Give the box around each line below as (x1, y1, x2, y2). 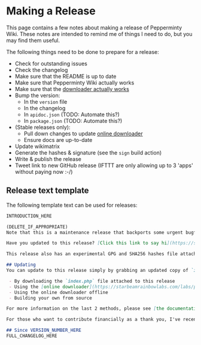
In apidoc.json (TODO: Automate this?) (23, 111, 120, 118)
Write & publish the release (14, 155, 82, 162)
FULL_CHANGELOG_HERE (6, 333, 58, 339)
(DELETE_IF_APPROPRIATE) (6, 223, 68, 230)
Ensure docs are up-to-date (23, 136, 93, 143)
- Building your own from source (8, 295, 93, 301)
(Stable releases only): (14, 123, 71, 131)
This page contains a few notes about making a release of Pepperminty (6, 24, 182, 31)
